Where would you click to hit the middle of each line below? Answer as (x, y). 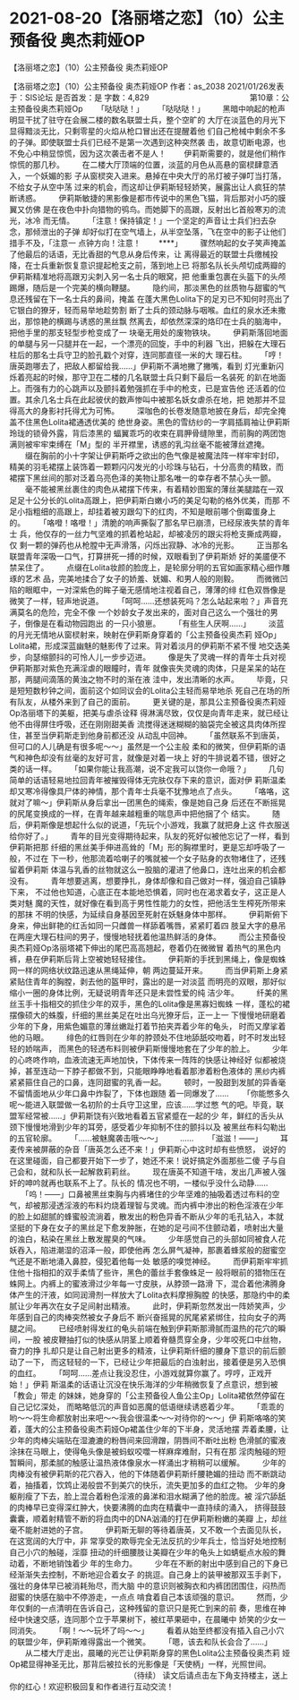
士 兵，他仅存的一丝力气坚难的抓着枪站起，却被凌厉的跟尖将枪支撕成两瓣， (148, 534)
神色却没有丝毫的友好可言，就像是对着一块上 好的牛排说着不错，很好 (151, 757)
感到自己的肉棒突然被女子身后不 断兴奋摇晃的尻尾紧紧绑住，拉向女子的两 (151, 1317)
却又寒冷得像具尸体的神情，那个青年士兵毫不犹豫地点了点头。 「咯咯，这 (149, 791)
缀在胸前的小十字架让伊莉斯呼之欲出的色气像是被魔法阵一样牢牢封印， (154, 455)
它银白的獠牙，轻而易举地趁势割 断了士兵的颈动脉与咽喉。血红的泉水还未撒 (148, 310)
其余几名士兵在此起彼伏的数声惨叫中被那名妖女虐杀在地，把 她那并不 (151, 399)
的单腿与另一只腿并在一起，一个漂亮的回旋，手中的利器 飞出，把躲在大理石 (148, 343)
